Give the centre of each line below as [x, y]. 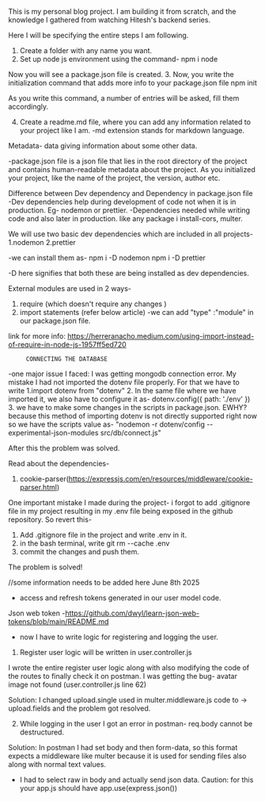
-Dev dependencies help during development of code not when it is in [122, 202]
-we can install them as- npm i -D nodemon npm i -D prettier [107, 258]
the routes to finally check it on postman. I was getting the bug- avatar [123, 676]
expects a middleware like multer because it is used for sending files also [127, 756]
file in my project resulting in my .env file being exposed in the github [121, 511]
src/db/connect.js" [131, 433]
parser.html [38, 487]
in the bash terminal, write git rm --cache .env [95, 543]
